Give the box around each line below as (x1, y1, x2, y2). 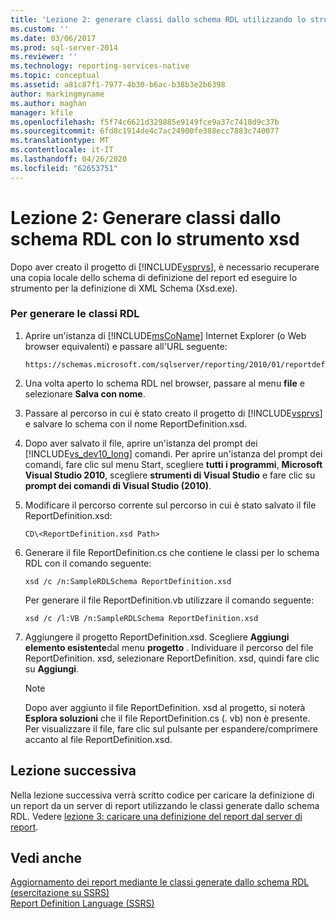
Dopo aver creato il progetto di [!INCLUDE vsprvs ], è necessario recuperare (10, 261, 320, 273)
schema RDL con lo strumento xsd (10, 227, 300, 250)
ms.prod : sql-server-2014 (10, 42, 118, 53)
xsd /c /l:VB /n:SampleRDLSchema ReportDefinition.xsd (24, 613, 259, 623)
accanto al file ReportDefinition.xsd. (24, 733, 173, 745)
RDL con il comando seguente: (24, 557, 152, 569)
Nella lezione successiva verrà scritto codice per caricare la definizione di (10, 789, 315, 801)
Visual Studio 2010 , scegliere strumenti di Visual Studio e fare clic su (24, 469, 316, 481)
